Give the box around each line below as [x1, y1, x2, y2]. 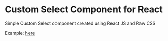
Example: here [5, 30, 35, 36]
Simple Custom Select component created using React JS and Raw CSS [5, 20, 156, 26]
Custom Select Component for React [5, 4, 163, 15]
